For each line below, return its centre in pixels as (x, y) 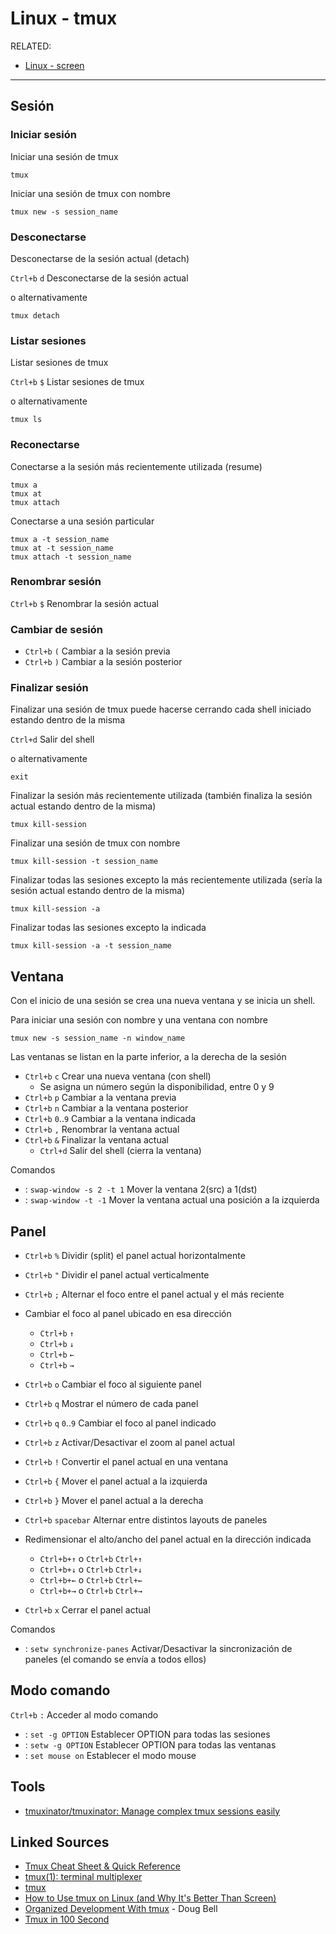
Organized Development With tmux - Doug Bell (121, 1909)
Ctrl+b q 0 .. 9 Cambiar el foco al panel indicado (120, 1423)
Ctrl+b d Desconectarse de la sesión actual (99, 278)
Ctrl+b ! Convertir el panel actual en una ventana (126, 1462)
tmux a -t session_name (60, 539)
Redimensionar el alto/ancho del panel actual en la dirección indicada (168, 1539)
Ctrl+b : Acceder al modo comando (84, 1714)
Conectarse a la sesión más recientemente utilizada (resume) (136, 466)
